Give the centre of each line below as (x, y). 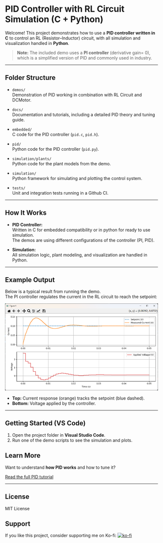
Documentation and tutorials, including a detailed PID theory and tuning (83, 114)
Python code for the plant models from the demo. (61, 163)
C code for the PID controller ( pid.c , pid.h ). (56, 134)
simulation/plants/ (32, 159)
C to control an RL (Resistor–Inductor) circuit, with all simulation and (73, 38)
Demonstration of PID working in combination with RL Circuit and (77, 95)
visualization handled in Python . (37, 43)
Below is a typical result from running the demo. (53, 292)
